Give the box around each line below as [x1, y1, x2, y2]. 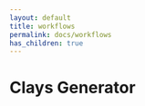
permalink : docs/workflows [9, 30, 112, 39]
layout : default [9, 13, 71, 23]
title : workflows [9, 22, 76, 31]
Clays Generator [9, 78, 136, 98]
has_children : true [9, 38, 84, 48]
